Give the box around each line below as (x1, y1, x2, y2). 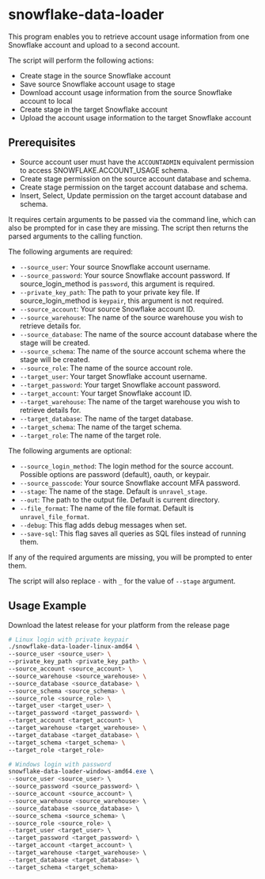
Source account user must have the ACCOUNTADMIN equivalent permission (19, 157, 255, 166)
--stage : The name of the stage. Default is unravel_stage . (19, 486, 208, 496)
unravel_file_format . (19, 511, 89, 521)
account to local (19, 96, 73, 105)
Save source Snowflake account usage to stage (19, 79, 176, 89)
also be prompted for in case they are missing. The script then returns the (8, 223, 249, 232)
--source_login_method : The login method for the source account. (19, 461, 234, 471)
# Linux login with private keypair (8, 636, 129, 644)
